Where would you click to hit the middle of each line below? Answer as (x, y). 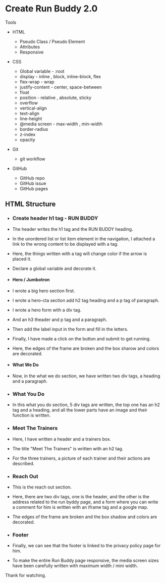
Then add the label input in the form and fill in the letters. (70, 329)
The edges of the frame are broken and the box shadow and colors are (84, 517)
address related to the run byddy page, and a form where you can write (85, 502)
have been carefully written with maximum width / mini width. (75, 566)
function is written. (31, 415)
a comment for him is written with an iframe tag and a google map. (80, 507)
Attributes (30, 47)
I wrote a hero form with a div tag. (47, 310)
